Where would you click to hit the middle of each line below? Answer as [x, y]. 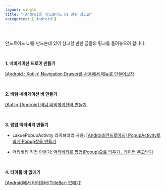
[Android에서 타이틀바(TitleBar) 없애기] [43, 183]
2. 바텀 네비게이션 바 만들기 [31, 94]
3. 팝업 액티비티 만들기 [27, 125]
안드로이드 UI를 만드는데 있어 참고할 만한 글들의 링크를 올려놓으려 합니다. [75, 43]
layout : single [21, 10]
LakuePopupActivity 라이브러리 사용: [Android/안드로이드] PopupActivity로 [86, 135]
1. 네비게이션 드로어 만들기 [30, 63]
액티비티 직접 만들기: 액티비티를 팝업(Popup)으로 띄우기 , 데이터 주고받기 [83, 152]
